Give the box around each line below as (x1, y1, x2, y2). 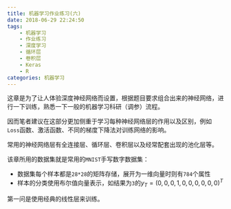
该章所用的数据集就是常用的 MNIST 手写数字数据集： (7, 155, 149, 163)
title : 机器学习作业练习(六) (7, 10, 81, 17)
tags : (7, 23, 23, 30)
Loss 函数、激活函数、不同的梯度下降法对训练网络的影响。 (7, 126, 170, 135)
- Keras (19, 61, 41, 68)
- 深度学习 (19, 42, 47, 49)
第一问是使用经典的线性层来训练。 (7, 195, 104, 203)
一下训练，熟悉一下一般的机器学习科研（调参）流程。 (12, 103, 164, 111)
